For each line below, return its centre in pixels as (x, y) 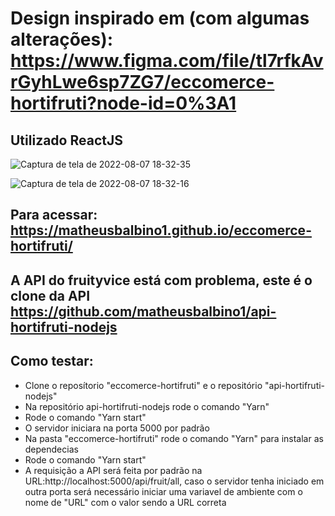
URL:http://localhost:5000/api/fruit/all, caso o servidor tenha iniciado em (174, 481)
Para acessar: (54, 215)
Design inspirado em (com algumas (160, 18)
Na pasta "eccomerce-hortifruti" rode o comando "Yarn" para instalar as (174, 438)
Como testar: (52, 361)
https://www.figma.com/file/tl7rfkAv (167, 61)
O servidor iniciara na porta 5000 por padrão (117, 428)
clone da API (50, 295)
